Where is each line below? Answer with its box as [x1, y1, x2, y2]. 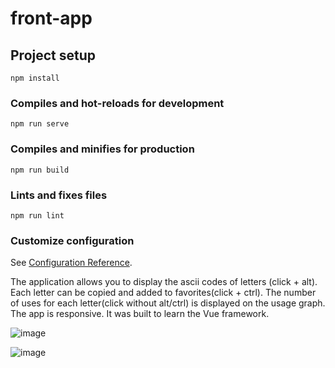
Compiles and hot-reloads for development [10, 96, 225, 110]
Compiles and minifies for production [10, 142, 195, 156]
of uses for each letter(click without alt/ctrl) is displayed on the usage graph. [10, 297, 326, 309]
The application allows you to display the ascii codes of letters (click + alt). [10, 276, 318, 288]
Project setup [10, 47, 97, 64]
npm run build [10, 165, 70, 175]
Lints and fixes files [10, 188, 108, 202]
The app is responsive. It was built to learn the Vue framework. [10, 308, 270, 320]
